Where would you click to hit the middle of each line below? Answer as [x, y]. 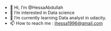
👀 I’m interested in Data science [42, 13]
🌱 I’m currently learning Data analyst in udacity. [58, 18]
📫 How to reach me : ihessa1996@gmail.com [56, 23]
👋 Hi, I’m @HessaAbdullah [36, 8]
